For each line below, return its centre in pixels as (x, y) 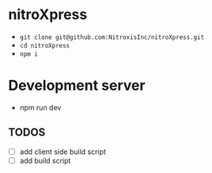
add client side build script (63, 152)
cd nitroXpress (45, 45)
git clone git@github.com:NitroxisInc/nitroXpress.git (112, 37)
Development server (77, 86)
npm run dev (40, 107)
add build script (45, 160)
